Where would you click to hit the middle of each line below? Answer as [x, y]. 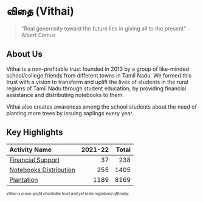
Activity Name [30, 150]
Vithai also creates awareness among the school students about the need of [102, 106]
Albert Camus [38, 35]
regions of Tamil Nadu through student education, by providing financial [96, 88]
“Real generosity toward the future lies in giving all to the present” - [105, 28]
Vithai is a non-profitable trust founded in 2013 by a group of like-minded [98, 69]
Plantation [24, 179]
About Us [24, 54]
